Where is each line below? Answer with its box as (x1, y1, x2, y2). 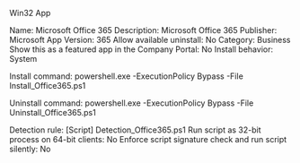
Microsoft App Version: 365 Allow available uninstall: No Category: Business (9, 35, 291, 45)
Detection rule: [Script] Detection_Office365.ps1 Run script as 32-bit (9, 124, 262, 135)
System (9, 54, 38, 64)
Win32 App (9, 8, 51, 18)
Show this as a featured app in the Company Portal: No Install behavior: (9, 44, 274, 55)
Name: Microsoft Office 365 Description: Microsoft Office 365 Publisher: (9, 25, 278, 35)
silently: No (9, 143, 51, 154)
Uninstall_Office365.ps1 (9, 107, 96, 117)
